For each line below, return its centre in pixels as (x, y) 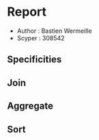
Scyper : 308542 (41, 38)
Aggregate (30, 106)
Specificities (34, 60)
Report (27, 12)
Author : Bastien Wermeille (54, 31)
